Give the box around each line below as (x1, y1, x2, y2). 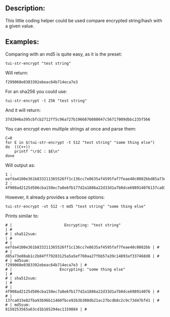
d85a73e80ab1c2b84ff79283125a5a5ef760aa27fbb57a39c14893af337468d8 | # (5, 253, 159, 259)
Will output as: (5, 162, 35, 168)
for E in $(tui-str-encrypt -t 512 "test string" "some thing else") (5, 140, 155, 145)
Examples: (5, 37, 39, 46)
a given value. (5, 23, 34, 29)
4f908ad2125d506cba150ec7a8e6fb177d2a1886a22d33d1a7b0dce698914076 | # (5, 289, 159, 294)
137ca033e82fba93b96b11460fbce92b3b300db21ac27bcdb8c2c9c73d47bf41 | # (5, 298, 159, 303)
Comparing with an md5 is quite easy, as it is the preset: (5, 51, 122, 57)
